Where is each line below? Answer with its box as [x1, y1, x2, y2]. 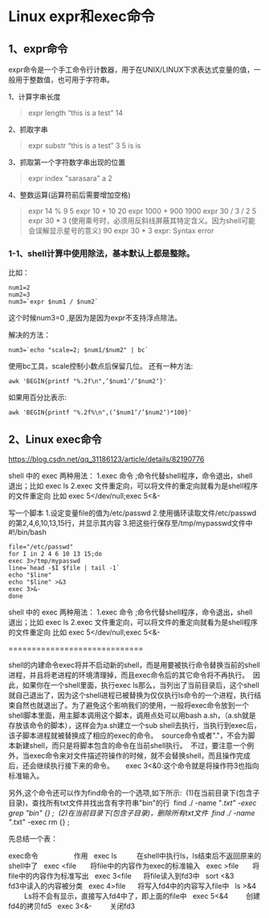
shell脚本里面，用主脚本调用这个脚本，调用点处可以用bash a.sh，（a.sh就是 [8, 710, 256, 721]
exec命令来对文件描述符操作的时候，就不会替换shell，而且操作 [29, 751, 237, 761]
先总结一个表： [8, 834, 58, 844]
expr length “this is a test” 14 [27, 108, 123, 118]
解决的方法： [8, 330, 51, 340]
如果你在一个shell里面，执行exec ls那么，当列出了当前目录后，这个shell [22, 680, 259, 690]
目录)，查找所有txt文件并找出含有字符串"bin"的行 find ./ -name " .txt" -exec [8, 798, 257, 808]
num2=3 [8, 291, 31, 299]
